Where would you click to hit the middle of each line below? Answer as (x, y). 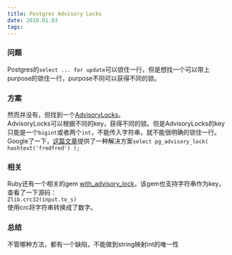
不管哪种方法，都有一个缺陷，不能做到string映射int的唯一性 (93, 244)
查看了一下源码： (32, 192)
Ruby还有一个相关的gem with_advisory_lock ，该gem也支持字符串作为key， (116, 184)
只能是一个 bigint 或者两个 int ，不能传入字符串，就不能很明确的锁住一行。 (114, 132)
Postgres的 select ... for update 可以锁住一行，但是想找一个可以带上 (109, 69)
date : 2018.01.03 (33, 20)
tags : (15, 27)
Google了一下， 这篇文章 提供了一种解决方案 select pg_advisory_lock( (108, 140)
